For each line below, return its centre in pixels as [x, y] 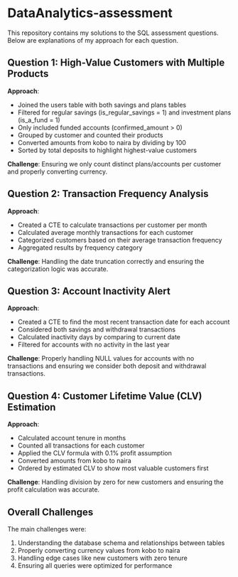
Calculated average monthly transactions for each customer [106, 232]
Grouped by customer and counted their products [90, 135]
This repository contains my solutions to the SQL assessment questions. [113, 33]
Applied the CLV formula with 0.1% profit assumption [94, 453]
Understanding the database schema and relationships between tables [121, 543]
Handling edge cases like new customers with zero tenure [103, 558]
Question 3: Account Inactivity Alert [89, 291]
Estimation [32, 407]
